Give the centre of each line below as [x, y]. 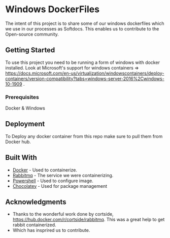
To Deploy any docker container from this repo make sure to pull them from [84, 136]
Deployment [25, 124]
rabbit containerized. [35, 225]
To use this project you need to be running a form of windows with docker [82, 62]
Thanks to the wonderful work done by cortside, [63, 214]
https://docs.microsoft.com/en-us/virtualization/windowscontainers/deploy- [85, 73]
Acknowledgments [36, 202]
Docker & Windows [25, 108]
